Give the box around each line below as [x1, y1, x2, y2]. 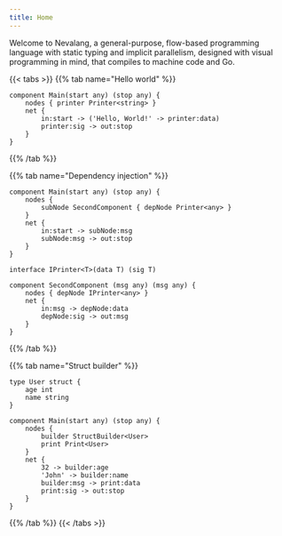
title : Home [9, 12, 53, 22]
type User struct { [9, 377, 82, 387]
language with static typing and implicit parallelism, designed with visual [9, 46, 273, 58]
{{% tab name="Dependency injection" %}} [9, 170, 168, 180]
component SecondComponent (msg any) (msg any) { [9, 281, 197, 290]
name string [25, 393, 69, 402]
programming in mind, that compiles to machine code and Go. [9, 56, 235, 67]
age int [25, 385, 53, 394]
